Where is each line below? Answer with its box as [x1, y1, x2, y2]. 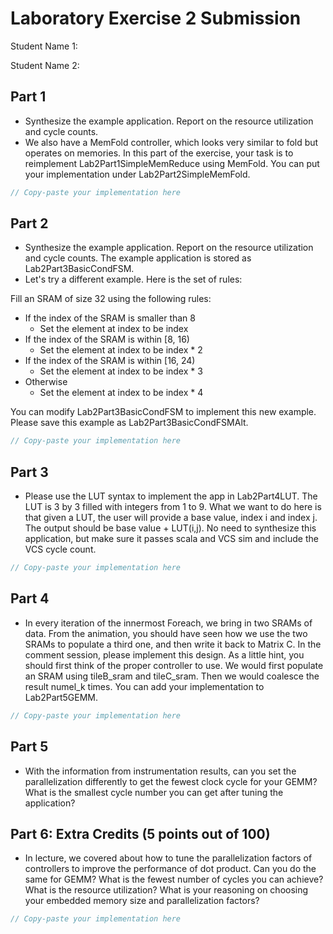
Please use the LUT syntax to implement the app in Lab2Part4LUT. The [24, 490, 318, 502]
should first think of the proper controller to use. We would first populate [24, 659, 324, 671]
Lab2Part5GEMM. [24, 691, 99, 703]
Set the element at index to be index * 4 [39, 387, 204, 399]
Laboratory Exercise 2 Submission [10, 7, 302, 30]
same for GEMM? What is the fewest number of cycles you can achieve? [24, 873, 324, 886]
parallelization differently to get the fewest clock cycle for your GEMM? [24, 775, 318, 787]
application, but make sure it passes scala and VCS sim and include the [24, 533, 319, 545]
